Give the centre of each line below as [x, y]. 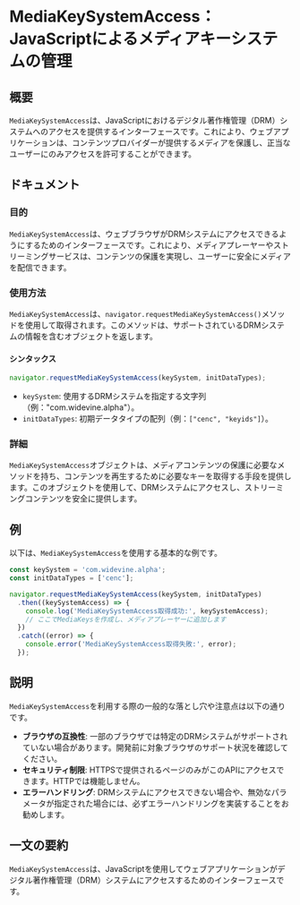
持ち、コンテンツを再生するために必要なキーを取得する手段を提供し [166, 476]
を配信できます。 [40, 267]
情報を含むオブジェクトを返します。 [91, 336]
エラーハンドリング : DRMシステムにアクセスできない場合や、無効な [146, 792]
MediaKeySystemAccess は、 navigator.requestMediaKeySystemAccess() [136, 313]
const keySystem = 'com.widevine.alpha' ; [88, 570]
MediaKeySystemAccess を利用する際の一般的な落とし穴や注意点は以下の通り [148, 705]
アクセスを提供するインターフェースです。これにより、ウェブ [161, 132]
